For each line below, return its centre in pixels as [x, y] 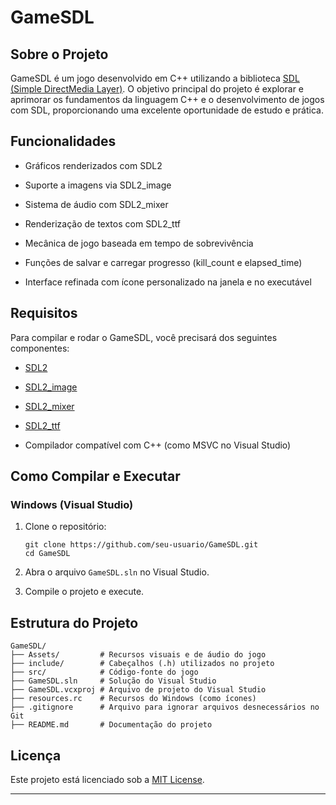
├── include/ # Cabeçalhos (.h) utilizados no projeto [142, 664]
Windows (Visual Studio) [72, 504]
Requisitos [44, 313]
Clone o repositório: [65, 527]
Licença [36, 755]
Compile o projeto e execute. [84, 592]
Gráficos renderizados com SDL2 [93, 165]
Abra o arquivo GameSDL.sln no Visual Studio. [117, 572]
